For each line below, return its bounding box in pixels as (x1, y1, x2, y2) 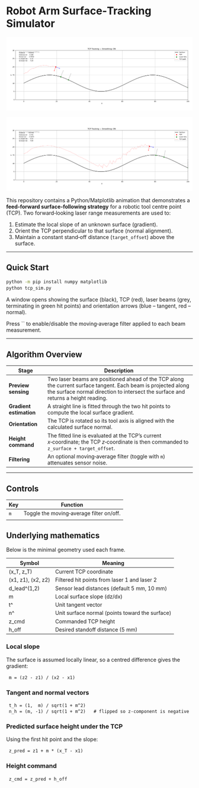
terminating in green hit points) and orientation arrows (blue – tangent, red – (6, 302, 191, 310)
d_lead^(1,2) (8, 585, 40, 592)
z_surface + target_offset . (47, 444, 115, 451)
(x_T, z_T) (8, 568, 33, 575)
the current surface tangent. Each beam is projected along (47, 382, 190, 389)
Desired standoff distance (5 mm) (55, 626, 138, 633)
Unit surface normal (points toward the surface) (55, 610, 172, 617)
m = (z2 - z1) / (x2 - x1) (8, 674, 76, 680)
